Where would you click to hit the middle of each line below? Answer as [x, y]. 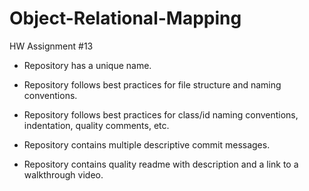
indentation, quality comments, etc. [96, 125]
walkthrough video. [63, 174]
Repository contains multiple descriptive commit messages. [147, 144]
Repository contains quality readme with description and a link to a [161, 164]
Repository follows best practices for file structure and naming [152, 84]
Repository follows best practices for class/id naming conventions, [161, 114]
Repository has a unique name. [87, 65]
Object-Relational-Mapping [125, 18]
